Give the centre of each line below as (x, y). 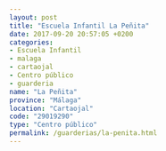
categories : (31, 42)
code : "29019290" (41, 116)
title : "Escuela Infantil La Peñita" (79, 26)
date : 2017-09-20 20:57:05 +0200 (71, 34)
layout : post (33, 17)
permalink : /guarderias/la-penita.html (83, 133)
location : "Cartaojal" (51, 108)
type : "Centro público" (54, 125)
